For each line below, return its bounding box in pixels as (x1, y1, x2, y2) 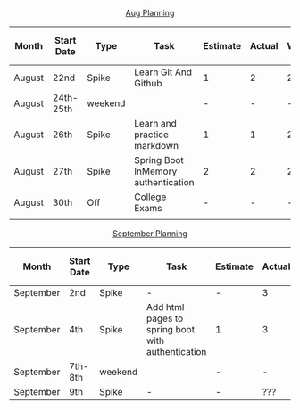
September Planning (112, 228, 187, 239)
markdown (133, 140, 179, 152)
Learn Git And (133, 66, 192, 78)
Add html (146, 301, 185, 313)
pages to (146, 312, 184, 324)
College (133, 191, 167, 203)
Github (133, 78, 162, 89)
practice (133, 128, 170, 141)
